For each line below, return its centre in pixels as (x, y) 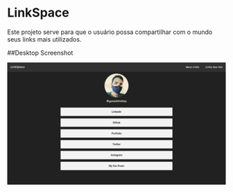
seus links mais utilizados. (44, 39)
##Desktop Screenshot (40, 53)
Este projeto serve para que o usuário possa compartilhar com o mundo (110, 32)
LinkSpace (38, 13)
